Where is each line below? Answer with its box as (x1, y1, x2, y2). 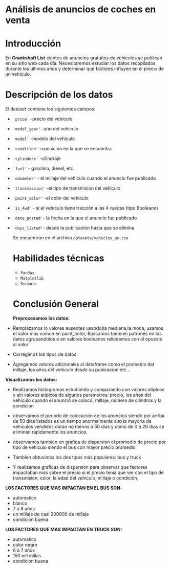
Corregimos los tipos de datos (12, 351, 77, 357)
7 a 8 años (12, 505, 35, 512)
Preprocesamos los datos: (12, 315, 70, 321)
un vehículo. (5, 71, 32, 77)
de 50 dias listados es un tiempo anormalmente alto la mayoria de (12, 418, 152, 424)
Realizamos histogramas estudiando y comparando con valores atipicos (12, 386, 165, 392)
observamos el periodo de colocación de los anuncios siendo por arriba (12, 413, 165, 419)
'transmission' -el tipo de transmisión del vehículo (12, 185, 121, 191)
